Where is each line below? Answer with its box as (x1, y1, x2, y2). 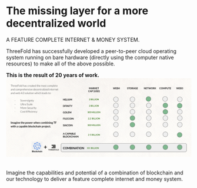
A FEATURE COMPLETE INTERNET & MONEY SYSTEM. (6, 36, 140, 43)
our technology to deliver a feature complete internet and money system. (6, 176, 183, 183)
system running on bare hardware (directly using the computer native (6, 54, 175, 61)
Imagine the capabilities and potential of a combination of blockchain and (6, 169, 183, 176)
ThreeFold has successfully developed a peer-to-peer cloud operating (6, 47, 177, 54)
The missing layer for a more (6, 4, 149, 18)
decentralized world (6, 17, 106, 30)
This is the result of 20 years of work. (6, 71, 100, 78)
